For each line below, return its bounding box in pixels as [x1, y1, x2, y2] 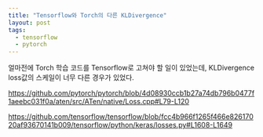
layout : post [8, 19, 51, 27]
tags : [8, 26, 26, 34]
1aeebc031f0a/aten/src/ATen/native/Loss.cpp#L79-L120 [8, 97, 190, 106]
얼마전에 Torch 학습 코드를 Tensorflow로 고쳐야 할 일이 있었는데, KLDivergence [8, 63, 255, 73]
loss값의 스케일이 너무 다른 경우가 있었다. [8, 73, 135, 82]
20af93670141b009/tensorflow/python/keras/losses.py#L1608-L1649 [8, 121, 233, 130]
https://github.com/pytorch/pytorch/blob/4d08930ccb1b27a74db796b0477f [8, 88, 255, 98]
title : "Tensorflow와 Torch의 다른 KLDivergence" [8, 11, 167, 20]
